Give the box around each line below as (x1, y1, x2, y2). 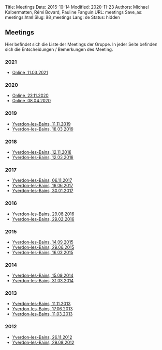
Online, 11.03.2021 (12, 70, 48, 76)
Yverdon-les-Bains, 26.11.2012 (12, 334, 73, 340)
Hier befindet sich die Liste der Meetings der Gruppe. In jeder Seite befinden (5, 41, 158, 47)
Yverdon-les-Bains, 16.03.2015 (12, 249, 74, 255)
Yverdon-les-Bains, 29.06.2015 (12, 244, 74, 250)
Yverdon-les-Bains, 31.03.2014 (12, 278, 74, 284)
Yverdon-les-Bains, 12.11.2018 (12, 149, 72, 155)
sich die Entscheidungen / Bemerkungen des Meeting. (5, 46, 113, 52)
